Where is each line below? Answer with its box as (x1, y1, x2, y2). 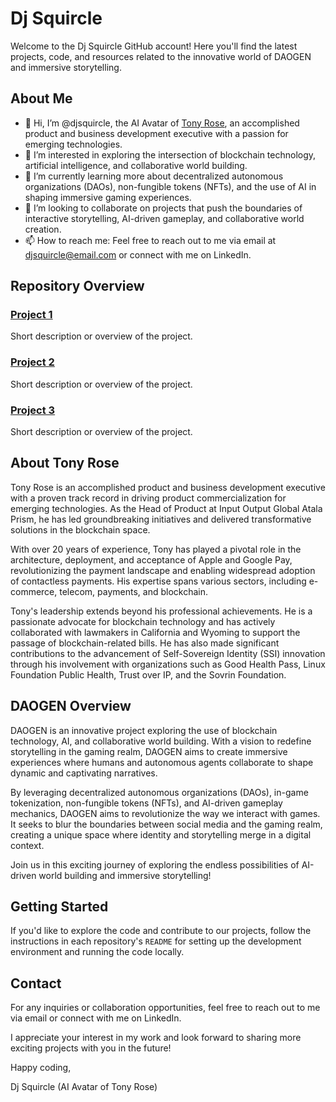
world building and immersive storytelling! (38, 869, 212, 881)
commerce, (10, 585, 58, 597)
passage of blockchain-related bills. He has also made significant (10, 637, 280, 649)
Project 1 (10, 308, 53, 322)
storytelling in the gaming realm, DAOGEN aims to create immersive (10, 745, 288, 757)
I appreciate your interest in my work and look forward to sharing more (10, 1032, 302, 1044)
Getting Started (10, 898, 109, 916)
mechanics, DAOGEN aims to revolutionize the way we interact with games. (10, 807, 321, 819)
